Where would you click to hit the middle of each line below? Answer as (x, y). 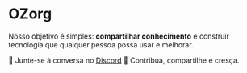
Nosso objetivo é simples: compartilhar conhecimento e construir (119, 36)
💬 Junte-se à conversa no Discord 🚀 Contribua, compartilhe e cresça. (124, 60)
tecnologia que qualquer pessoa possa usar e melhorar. (101, 44)
